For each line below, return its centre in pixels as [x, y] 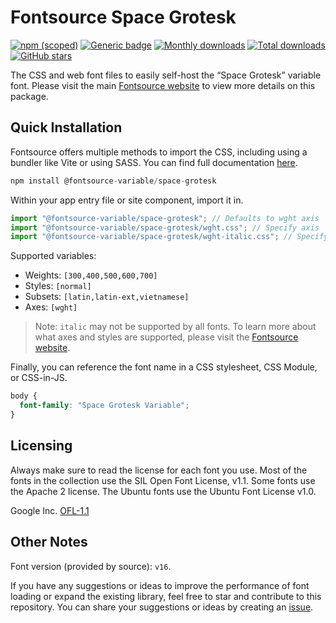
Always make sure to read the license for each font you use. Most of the [159, 470]
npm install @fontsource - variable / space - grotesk [113, 181]
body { [24, 396]
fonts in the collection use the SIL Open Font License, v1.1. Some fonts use [163, 480]
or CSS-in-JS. [39, 378]
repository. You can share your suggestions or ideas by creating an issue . [162, 607]
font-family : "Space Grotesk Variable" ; [104, 406]
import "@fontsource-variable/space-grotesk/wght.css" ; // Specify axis [165, 227]
